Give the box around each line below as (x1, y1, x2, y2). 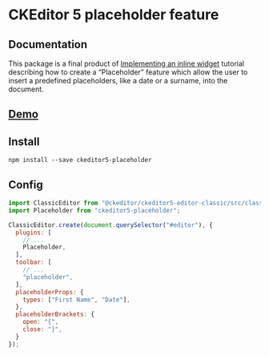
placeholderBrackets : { (15, 310, 94, 318)
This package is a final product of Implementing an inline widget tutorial (8, 59, 245, 68)
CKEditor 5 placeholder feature (8, 6, 219, 24)
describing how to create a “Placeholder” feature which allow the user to (8, 67, 248, 77)
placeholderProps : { (15, 288, 84, 296)
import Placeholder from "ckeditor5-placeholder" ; (8, 206, 181, 214)
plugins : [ (15, 229, 52, 237)
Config (8, 178, 43, 192)
